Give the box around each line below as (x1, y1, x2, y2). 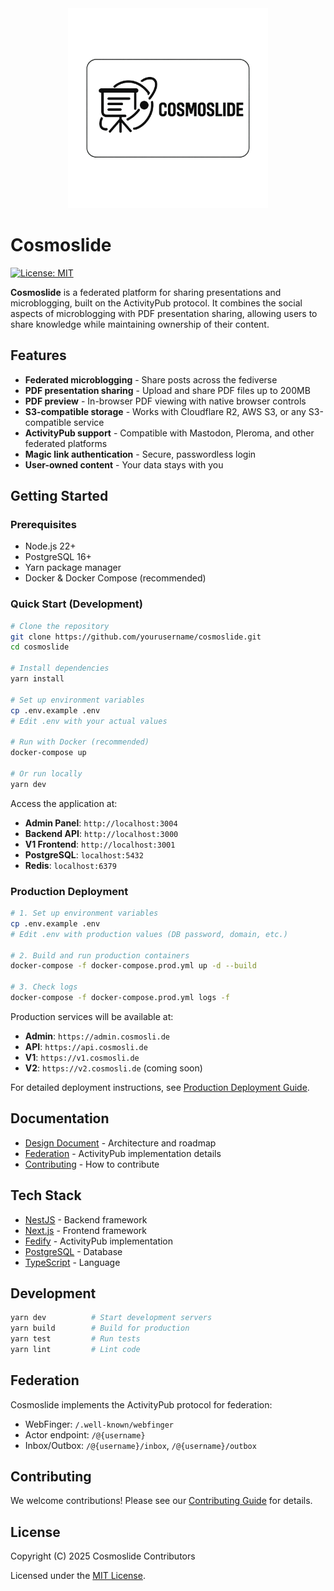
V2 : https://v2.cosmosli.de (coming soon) (24, 1062, 203, 1074)
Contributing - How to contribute (24, 1158, 160, 1170)
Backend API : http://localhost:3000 (24, 827, 179, 839)
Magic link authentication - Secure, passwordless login (24, 448, 257, 460)
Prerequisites (10, 518, 77, 532)
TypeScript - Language (24, 1256, 121, 1268)
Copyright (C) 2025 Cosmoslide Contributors (10, 1550, 196, 1562)
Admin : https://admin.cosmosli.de (24, 1030, 171, 1042)
